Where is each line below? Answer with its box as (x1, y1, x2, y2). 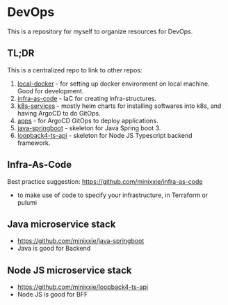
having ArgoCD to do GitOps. (17, 109, 101, 117)
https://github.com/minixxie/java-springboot (17, 237, 145, 245)
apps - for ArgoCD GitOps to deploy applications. (17, 116, 158, 125)
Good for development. (17, 86, 84, 95)
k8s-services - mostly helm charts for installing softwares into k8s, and (17, 102, 222, 110)
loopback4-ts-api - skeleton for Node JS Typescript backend (17, 131, 193, 139)
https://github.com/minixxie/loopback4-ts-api (17, 283, 148, 291)
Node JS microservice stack (7, 264, 132, 276)
